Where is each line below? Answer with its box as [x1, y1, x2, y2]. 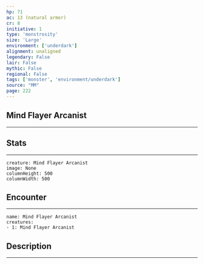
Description [6, 241, 52, 251]
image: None [6, 165, 36, 171]
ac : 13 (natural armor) [6, 15, 67, 21]
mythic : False [6, 65, 42, 72]
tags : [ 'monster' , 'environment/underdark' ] [6, 76, 121, 83]
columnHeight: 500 [6, 171, 53, 177]
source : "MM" [6, 83, 39, 89]
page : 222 [6, 88, 32, 94]
